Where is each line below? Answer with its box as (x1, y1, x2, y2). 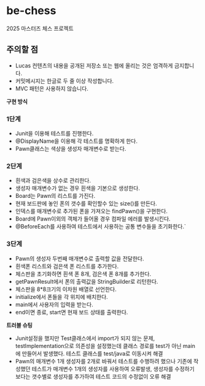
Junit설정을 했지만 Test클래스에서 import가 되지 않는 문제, (15, 335, 155, 342)
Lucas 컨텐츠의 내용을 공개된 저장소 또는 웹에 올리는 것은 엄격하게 (15, 62, 173, 69)
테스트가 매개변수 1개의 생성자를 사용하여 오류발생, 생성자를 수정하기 (31, 365, 195, 373)
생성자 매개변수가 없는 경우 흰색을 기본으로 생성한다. (15, 184, 140, 192)
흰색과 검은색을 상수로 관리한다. (15, 177, 91, 184)
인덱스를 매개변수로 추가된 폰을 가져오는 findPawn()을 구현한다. (15, 208, 168, 215)
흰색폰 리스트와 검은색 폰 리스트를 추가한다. (15, 262, 119, 270)
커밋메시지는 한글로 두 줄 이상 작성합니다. (15, 77, 114, 85)
